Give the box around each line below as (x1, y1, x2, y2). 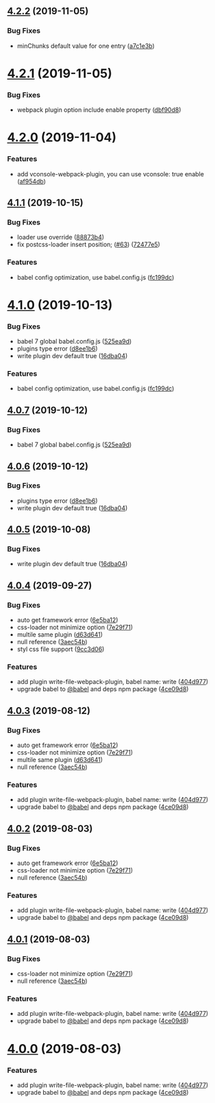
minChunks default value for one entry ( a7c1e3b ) (16, 41, 155, 50)
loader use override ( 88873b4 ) (16, 233, 105, 241)
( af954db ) (16, 177, 47, 185)
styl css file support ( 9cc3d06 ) (16, 645, 105, 654)
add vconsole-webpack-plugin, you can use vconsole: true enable (16, 169, 204, 178)
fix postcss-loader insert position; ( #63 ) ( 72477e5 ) (16, 240, 161, 249)
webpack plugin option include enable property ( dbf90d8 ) (16, 106, 181, 114)
